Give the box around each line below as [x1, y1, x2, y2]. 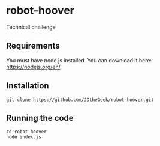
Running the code [6, 112, 74, 123]
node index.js [6, 134, 42, 140]
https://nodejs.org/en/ [6, 63, 61, 70]
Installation [6, 81, 49, 91]
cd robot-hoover [6, 129, 47, 135]
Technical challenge [6, 23, 56, 31]
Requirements [6, 41, 60, 51]
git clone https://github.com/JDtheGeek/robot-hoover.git [6, 97, 154, 103]
